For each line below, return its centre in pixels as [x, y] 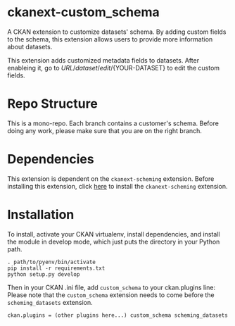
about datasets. [30, 46]
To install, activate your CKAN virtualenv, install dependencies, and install [114, 234]
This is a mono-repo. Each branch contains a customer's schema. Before [113, 123]
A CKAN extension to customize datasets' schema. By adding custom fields [117, 32]
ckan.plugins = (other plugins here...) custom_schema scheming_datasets [118, 315]
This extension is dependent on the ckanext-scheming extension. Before [111, 178]
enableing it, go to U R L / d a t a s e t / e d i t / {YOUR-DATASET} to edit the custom [114, 68]
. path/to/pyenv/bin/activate [52, 262]
